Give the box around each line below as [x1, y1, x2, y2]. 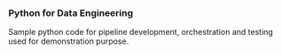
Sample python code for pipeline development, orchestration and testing [8, 27, 274, 38]
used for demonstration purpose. [8, 36, 129, 46]
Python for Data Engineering [8, 7, 134, 19]
